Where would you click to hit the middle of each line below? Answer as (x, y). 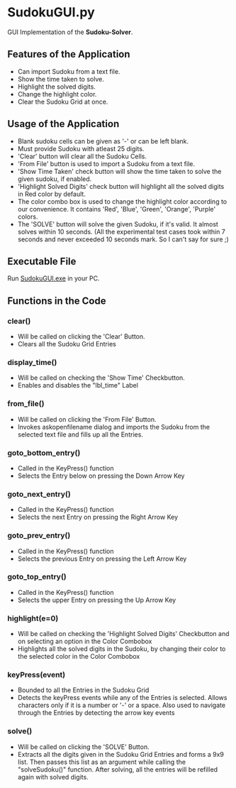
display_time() (32, 362)
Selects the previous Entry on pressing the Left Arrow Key (102, 559)
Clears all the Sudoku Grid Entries (67, 344)
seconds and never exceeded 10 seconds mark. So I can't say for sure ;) (123, 239)
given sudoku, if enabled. (55, 179)
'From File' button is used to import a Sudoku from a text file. (106, 163)
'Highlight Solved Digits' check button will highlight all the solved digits (121, 186)
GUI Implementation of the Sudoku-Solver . (70, 32)
